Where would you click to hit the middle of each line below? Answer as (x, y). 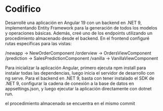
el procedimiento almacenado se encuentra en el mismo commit (70, 103)
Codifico (23, 9)
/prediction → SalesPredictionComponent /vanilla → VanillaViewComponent (82, 58)
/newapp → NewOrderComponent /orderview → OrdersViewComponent (78, 53)
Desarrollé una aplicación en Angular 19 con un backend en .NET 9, (73, 23)
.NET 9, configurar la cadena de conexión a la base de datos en (70, 83)
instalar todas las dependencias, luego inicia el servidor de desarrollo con (80, 73)
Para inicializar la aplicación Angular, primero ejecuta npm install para (76, 68)
